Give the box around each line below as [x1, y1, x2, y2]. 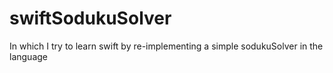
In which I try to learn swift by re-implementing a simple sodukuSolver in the [9, 40, 324, 52]
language [9, 50, 48, 62]
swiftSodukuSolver [9, 7, 172, 30]
